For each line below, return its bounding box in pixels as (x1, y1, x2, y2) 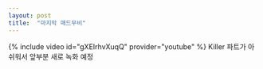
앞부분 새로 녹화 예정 (29, 52, 94, 61)
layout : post (8, 11, 52, 20)
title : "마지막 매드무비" (8, 19, 86, 27)
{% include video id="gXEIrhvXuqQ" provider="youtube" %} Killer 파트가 (8, 41, 247, 52)
